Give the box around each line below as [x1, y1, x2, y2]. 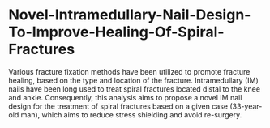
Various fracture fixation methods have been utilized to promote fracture [8, 66, 251, 76]
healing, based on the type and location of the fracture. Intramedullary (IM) [8, 75, 259, 85]
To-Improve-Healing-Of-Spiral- [8, 23, 225, 41]
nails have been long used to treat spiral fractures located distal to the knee [8, 83, 261, 94]
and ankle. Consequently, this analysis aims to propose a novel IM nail [8, 92, 242, 102]
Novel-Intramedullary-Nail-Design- [8, 6, 251, 24]
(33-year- [229, 101, 263, 111]
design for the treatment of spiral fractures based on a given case [8, 101, 229, 111]
